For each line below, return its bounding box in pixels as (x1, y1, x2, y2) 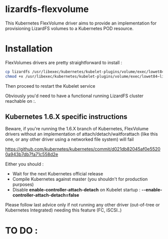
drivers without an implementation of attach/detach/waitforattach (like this (5, 131, 158, 137)
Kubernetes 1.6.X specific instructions (5, 113, 127, 121)
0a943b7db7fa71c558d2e (5, 151, 58, 157)
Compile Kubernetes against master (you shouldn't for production (12, 176, 148, 182)
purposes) (12, 181, 34, 187)
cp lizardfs (5, 69, 30, 74)
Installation (5, 43, 53, 55)
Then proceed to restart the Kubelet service (5, 83, 95, 89)
